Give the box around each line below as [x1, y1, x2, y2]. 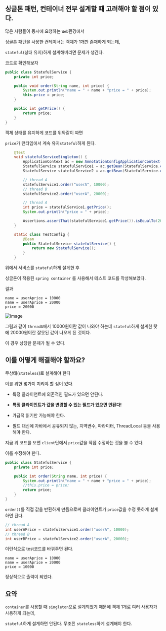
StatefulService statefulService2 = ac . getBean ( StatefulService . [23, 168, 161, 174]
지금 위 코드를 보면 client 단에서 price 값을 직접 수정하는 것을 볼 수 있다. [5, 439, 144, 445]
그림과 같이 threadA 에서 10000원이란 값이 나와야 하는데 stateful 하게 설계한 [5, 323, 153, 329]
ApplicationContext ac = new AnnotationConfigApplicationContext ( [23, 159, 163, 164]
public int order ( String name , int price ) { [14, 474, 107, 479]
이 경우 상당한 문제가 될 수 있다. [5, 340, 66, 346]
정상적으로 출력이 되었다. [5, 574, 53, 580]
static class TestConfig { [14, 232, 70, 237]
